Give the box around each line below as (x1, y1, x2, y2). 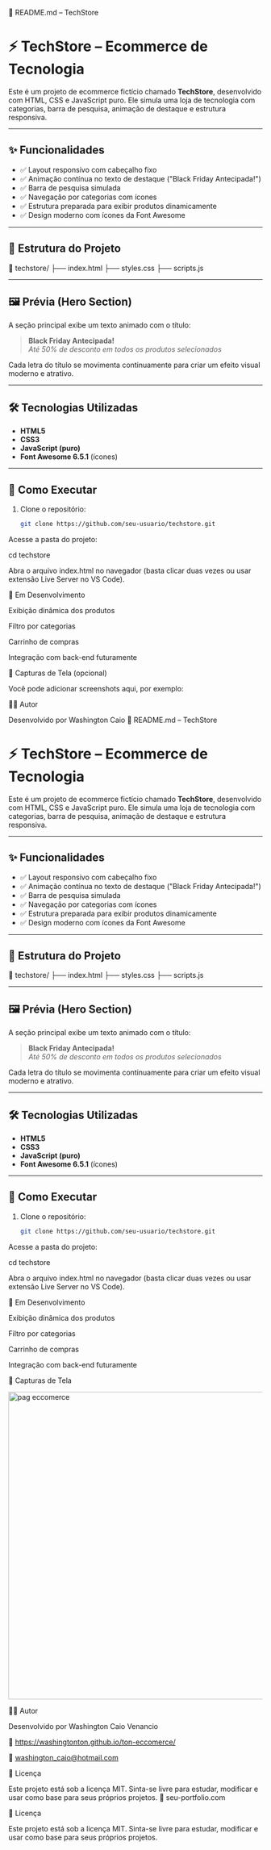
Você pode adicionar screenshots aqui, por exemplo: (8, 683, 184, 693)
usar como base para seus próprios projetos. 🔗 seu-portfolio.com (8, 1792, 226, 1802)
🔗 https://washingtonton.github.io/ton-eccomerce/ (8, 1737, 176, 1747)
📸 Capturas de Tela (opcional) (8, 668, 107, 678)
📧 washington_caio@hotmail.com (8, 1752, 119, 1762)
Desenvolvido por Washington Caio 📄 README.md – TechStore (8, 715, 218, 725)
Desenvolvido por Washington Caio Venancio (8, 1721, 159, 1731)
